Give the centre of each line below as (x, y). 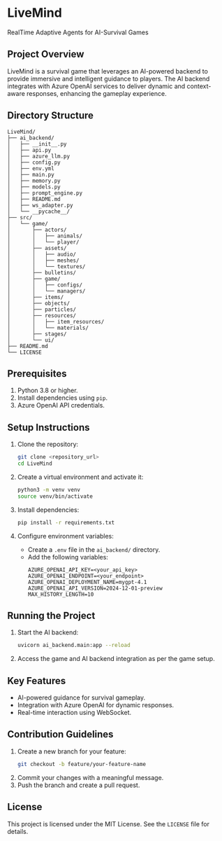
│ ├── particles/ (42, 310)
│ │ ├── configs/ (45, 285)
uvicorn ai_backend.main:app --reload (74, 646)
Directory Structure (51, 116)
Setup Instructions (49, 428)
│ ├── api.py (29, 150)
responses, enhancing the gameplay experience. (97, 93)
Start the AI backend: (48, 632)
